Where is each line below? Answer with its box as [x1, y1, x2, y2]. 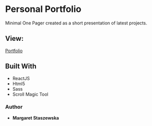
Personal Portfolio [5, 3, 81, 15]
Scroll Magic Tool [12, 91, 48, 97]
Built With [5, 62, 36, 71]
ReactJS [12, 75, 30, 81]
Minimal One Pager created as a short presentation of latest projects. [5, 20, 147, 26]
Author [5, 104, 23, 111]
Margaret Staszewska [12, 115, 59, 121]
